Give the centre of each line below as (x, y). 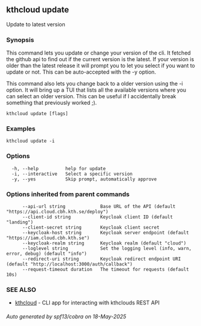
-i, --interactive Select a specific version (72, 174)
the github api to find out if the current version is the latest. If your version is (100, 59)
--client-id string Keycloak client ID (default (97, 217)
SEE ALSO (21, 289)
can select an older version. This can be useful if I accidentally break (91, 96)
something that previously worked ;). (52, 103)
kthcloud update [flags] (37, 114)
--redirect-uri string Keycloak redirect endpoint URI (101, 259)
